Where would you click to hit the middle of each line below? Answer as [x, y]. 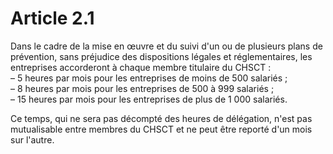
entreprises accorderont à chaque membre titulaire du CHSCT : [141, 67]
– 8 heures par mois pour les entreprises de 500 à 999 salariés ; [142, 88]
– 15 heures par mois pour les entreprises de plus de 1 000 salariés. [149, 99]
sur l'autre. [32, 139]
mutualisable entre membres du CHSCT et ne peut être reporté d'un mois [161, 129]
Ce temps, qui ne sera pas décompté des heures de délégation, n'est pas [161, 118]
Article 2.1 [52, 18]
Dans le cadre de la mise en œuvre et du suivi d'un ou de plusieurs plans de [166, 46]
